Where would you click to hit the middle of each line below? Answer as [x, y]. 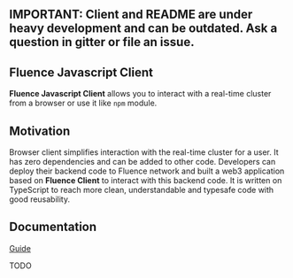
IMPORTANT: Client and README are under [131, 15]
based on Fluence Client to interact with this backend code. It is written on [146, 181]
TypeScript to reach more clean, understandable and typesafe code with [142, 190]
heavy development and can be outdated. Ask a [143, 29]
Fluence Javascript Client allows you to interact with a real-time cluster [140, 94]
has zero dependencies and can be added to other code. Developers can [143, 162]
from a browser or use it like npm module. [83, 103]
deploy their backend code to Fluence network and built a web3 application [147, 171]
